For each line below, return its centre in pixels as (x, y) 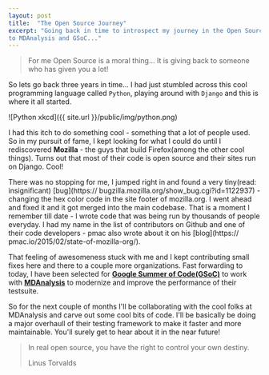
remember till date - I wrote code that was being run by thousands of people (134, 216)
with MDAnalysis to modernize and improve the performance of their (122, 283)
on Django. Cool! (36, 167)
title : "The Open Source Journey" (68, 23)
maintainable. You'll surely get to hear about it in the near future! (114, 332)
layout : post (30, 16)
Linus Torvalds (52, 363)
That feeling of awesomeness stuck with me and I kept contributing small (129, 257)
